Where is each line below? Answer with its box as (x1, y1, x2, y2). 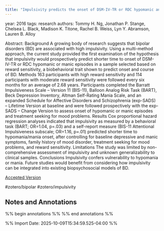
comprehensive (5, 149, 37, 155)
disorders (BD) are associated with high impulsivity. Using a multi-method (5, 45, 153, 51)
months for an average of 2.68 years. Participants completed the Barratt (5, 82, 150, 88)
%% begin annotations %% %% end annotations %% (5, 211, 114, 217)
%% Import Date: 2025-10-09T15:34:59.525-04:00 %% (5, 220, 118, 226)
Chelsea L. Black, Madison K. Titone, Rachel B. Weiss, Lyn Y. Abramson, (5, 25, 150, 32)
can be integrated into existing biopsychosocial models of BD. (5, 165, 129, 171)
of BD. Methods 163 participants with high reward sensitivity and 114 (5, 71, 143, 77)
